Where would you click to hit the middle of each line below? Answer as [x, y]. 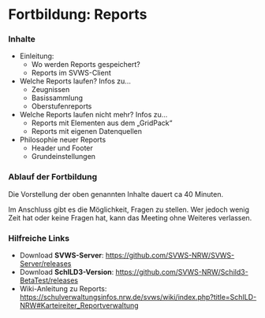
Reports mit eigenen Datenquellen [86, 131]
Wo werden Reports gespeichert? [86, 65]
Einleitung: [37, 56]
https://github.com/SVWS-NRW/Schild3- [182, 272]
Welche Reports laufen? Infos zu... [75, 81]
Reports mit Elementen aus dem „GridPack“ [102, 123]
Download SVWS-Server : [62, 255]
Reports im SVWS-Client [71, 73]
